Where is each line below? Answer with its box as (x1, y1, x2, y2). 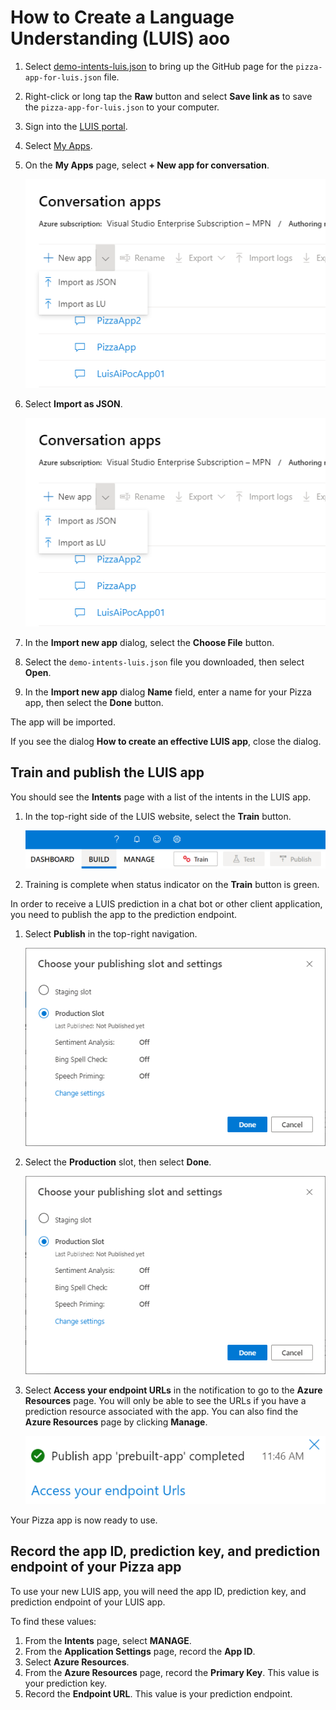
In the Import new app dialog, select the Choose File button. (24, 636, 275, 648)
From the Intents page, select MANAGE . (24, 1634, 192, 1646)
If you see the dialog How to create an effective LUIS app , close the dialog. (10, 735, 322, 747)
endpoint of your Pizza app (10, 1559, 182, 1576)
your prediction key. (24, 1677, 108, 1689)
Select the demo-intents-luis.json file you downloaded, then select (24, 656, 305, 668)
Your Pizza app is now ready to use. (10, 1514, 158, 1526)
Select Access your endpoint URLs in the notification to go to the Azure (24, 1384, 323, 1396)
